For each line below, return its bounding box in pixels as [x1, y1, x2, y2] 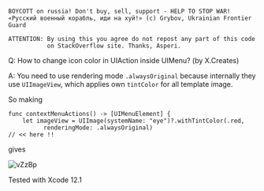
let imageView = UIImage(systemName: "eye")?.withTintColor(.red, [22, 117, 245, 125]
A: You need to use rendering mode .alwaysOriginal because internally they [8, 71, 256, 81]
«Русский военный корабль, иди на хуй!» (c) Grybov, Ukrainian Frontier [8, 14, 252, 22]
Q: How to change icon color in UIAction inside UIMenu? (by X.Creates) [8, 56, 240, 65]
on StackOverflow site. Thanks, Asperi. [46, 42, 181, 50]
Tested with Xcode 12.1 [8, 175, 83, 185]
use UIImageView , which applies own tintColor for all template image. [8, 80, 233, 88]
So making [8, 95, 43, 104]
